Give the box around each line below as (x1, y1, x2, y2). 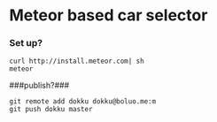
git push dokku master (9, 105, 93, 114)
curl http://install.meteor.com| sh (9, 57, 144, 66)
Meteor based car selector (9, 5, 208, 26)
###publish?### (9, 80, 70, 91)
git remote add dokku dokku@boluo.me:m (9, 97, 157, 106)
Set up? (9, 37, 43, 50)
